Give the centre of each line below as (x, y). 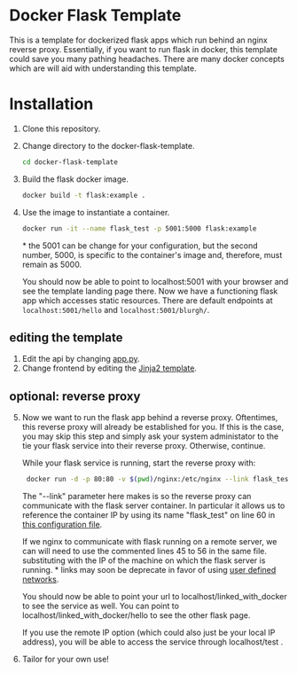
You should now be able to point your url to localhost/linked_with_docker (155, 596)
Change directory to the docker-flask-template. (108, 145)
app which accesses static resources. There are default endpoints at (147, 300)
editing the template (66, 337)
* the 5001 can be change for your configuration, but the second (140, 246)
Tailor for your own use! (65, 659)
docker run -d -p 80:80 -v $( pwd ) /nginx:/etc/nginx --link (137, 480)
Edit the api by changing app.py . (81, 359)
